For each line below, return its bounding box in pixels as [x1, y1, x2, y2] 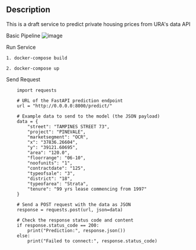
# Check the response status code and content [17, 217, 134, 223]
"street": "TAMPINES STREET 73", [27, 124, 110, 129]
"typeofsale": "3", [27, 170, 76, 176]
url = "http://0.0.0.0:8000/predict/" [17, 103, 113, 109]
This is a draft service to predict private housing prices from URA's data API [6, 20, 191, 27]
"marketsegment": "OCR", [27, 134, 89, 140]
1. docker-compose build [6, 55, 68, 61]
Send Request [6, 75, 40, 83]
